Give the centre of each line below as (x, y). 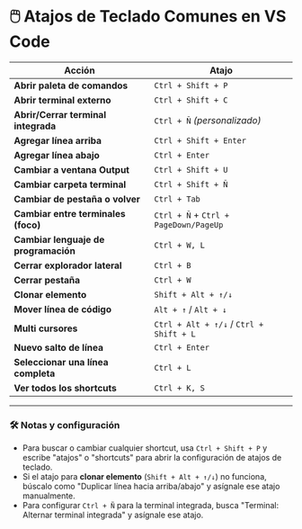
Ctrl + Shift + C (191, 100)
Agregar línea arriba (58, 140)
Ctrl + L (173, 368)
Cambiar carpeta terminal (70, 184)
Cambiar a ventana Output (72, 169)
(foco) (27, 225)
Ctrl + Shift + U (191, 170)
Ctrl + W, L (179, 245)
